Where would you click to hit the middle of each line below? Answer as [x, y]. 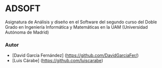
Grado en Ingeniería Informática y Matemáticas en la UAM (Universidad [77, 27]
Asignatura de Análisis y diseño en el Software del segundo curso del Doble [81, 22]
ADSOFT [23, 8]
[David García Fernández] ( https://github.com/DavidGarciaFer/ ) [75, 55]
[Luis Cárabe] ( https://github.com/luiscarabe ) [57, 61]
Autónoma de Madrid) [27, 32]
